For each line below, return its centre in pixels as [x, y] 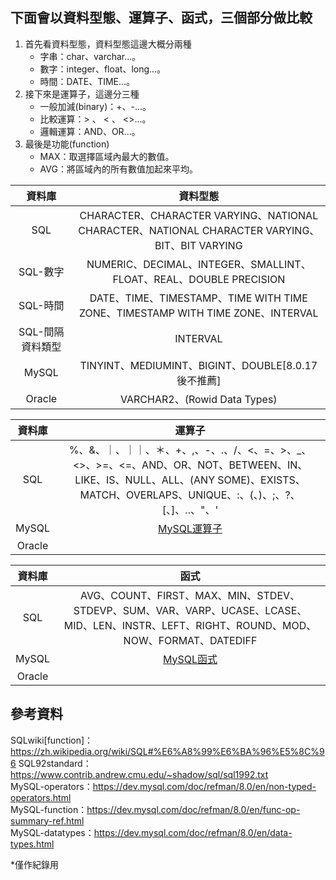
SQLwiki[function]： [52, 740]
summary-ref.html [47, 820]
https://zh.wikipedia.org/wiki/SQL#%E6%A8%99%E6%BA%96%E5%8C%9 [167, 751]
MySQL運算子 [190, 528]
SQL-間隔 [41, 331]
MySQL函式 [190, 659]
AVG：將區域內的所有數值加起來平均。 [116, 169]
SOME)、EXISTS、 [261, 480]
